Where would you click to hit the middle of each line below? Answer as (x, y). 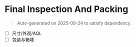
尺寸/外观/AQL (27, 33)
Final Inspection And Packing (66, 9)
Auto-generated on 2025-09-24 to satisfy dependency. (74, 23)
